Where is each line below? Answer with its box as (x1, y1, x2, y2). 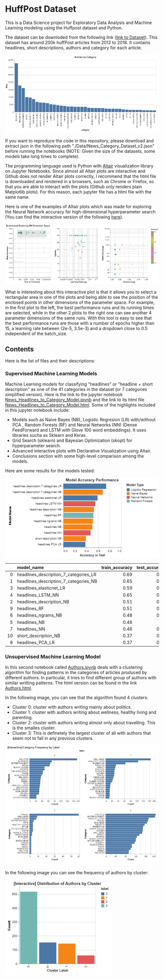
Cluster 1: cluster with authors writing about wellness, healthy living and (12, 709, 157, 716)
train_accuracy (101, 564, 133, 570)
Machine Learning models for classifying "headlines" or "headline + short (5, 381, 153, 387)
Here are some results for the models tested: (5, 468, 95, 474)
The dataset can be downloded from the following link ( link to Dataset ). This (5, 34, 158, 40)
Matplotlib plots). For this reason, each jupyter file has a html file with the (5, 189, 152, 194)
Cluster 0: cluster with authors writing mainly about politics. (12, 704, 132, 710)
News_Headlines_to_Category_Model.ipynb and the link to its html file (5, 397, 145, 403)
